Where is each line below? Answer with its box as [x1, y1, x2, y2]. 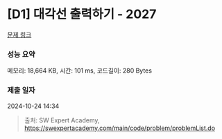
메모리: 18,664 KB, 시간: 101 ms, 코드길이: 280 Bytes [7, 66, 153, 75]
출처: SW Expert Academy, [24, 115, 100, 124]
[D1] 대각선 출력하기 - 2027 [7, 6, 157, 22]
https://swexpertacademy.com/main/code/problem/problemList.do [24, 124, 216, 132]
